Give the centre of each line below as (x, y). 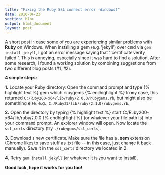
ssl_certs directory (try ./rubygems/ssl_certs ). (53, 128)
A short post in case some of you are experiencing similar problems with (79, 42)
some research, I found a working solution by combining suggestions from (81, 63)
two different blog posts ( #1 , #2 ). (38, 68)
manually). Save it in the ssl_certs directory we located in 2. (66, 148)
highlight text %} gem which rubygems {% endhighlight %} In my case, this (82, 93)
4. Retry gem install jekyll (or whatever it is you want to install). (72, 158)
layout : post (18, 28)
